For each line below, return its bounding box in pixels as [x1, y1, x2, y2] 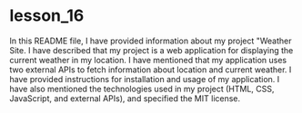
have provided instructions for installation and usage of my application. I [9, 73, 280, 84]
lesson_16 [9, 5, 85, 26]
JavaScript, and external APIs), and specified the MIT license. [9, 92, 241, 104]
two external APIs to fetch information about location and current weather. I [9, 64, 292, 75]
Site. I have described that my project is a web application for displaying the [9, 44, 294, 55]
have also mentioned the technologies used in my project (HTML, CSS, [9, 83, 275, 94]
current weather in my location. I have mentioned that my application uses [9, 54, 287, 65]
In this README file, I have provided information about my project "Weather [9, 35, 293, 46]
